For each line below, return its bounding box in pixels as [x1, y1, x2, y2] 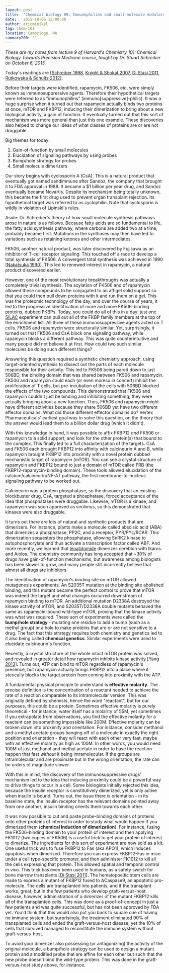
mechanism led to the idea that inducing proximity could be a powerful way [5, 776, 161, 782]
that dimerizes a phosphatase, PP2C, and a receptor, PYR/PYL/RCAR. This [5, 529, 159, 536]
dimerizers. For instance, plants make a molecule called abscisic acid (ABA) [5, 524, 162, 530]
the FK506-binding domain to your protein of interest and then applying [5, 829, 153, 835]
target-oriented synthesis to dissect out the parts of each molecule [5, 361, 144, 367]
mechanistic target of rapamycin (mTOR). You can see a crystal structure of [5, 456, 162, 463]
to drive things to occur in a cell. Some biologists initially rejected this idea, [5, 782, 160, 788]
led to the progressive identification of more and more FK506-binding [5, 303, 149, 309]
